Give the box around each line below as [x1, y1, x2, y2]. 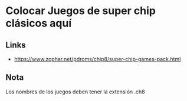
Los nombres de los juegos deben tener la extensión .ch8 [5, 88, 145, 95]
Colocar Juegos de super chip [5, 4, 156, 18]
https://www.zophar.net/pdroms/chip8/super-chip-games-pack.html [14, 56, 181, 62]
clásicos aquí [5, 16, 72, 30]
